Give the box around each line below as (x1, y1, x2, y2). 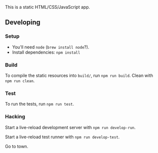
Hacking (5, 113, 25, 120)
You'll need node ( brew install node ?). (12, 44, 89, 50)
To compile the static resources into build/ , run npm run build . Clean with (5, 72, 153, 78)
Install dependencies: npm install (12, 49, 80, 55)
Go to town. (5, 143, 28, 149)
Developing (5, 18, 40, 26)
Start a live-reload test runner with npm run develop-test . (5, 134, 120, 140)
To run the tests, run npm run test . (5, 101, 74, 107)
